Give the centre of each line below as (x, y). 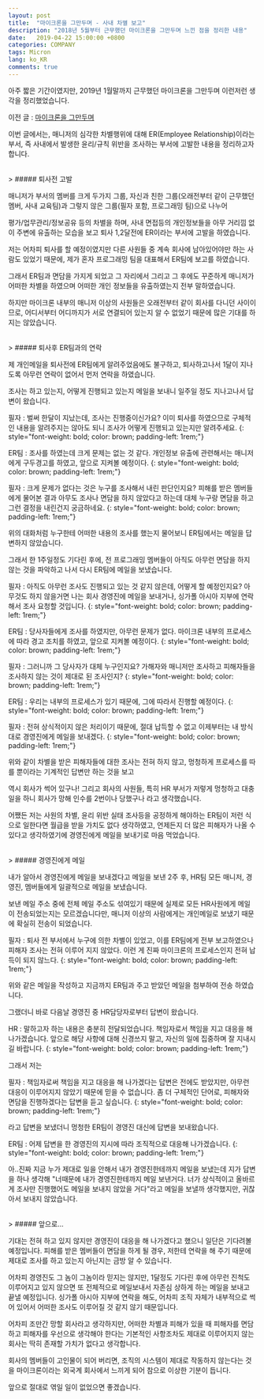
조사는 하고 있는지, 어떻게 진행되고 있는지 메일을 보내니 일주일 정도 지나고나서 (127, 391)
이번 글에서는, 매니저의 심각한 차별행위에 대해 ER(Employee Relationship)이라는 (132, 134)
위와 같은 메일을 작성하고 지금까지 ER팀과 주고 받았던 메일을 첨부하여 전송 (121, 985)
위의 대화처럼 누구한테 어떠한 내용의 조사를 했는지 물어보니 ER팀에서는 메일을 (126, 533)
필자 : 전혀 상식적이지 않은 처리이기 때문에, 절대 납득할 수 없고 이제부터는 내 (123, 726)
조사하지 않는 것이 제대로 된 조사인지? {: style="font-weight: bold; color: (121, 676)
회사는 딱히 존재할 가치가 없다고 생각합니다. (74, 1343)
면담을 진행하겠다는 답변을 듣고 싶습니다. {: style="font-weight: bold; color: (125, 1102)
